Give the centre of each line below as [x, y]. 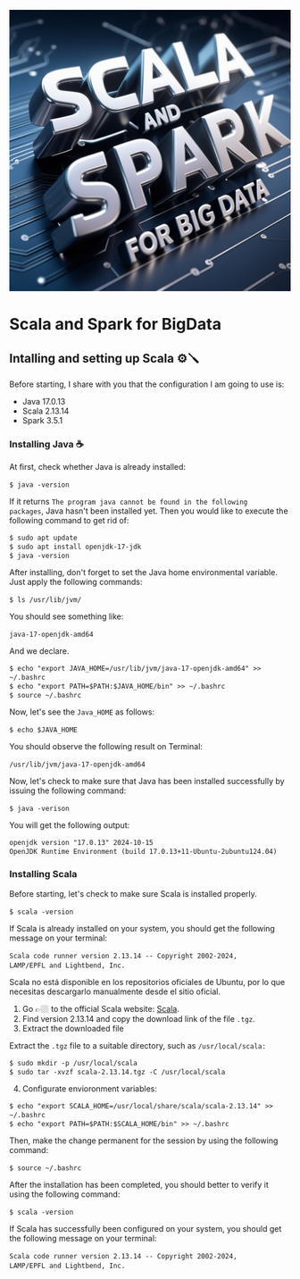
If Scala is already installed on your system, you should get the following [142, 928]
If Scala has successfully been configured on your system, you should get [146, 1228]
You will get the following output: [70, 825]
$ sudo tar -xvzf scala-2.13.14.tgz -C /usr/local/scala [117, 1072]
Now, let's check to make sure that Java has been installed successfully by [147, 782]
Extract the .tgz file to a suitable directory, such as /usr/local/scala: [137, 1045]
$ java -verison [39, 809]
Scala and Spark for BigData [115, 325]
